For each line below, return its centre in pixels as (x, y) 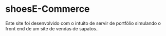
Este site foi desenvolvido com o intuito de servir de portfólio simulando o (83, 23)
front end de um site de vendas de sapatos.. (52, 28)
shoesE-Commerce (48, 9)
